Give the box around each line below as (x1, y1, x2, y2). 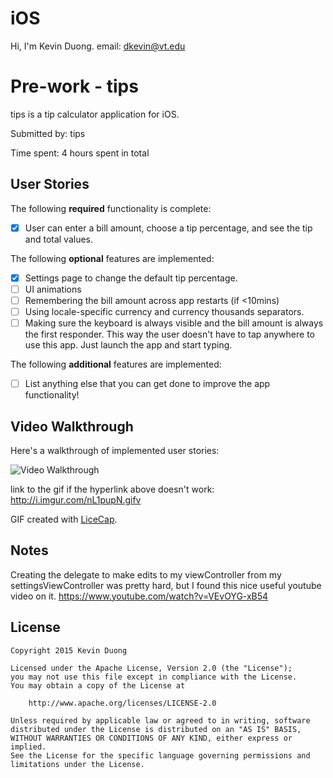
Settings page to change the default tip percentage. (24, 272, 238, 284)
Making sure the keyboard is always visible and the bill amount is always (24, 317, 324, 329)
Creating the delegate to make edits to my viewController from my (10, 568, 282, 581)
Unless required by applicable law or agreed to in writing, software (10, 715, 311, 726)
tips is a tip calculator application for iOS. (10, 108, 180, 120)
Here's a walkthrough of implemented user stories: (10, 444, 220, 456)
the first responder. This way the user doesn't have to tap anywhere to (24, 328, 315, 341)
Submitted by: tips (10, 127, 86, 139)
